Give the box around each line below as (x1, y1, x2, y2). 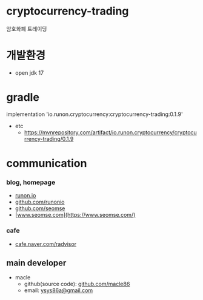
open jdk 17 (15, 69, 44, 77)
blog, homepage (6, 178, 56, 186)
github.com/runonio (15, 199, 65, 206)
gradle (6, 90, 39, 104)
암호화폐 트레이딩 (6, 25, 47, 32)
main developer (6, 257, 67, 268)
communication (6, 157, 87, 170)
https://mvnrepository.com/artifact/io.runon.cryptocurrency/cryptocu (24, 129, 197, 136)
